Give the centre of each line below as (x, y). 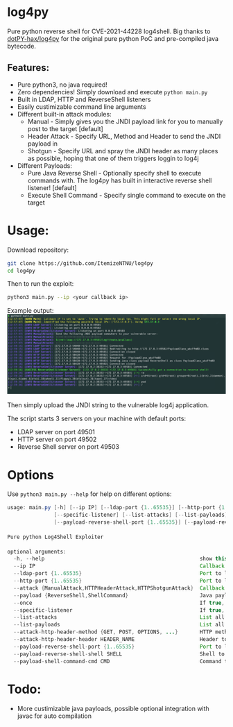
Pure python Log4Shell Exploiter (55, 537)
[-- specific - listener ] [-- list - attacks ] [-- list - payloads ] (141, 515)
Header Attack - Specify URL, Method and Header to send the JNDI (124, 136)
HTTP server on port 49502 (57, 439)
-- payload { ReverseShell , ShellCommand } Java (113, 595)
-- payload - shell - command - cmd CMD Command (118, 661)
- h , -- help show (113, 559)
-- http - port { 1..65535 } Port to (118, 581)
